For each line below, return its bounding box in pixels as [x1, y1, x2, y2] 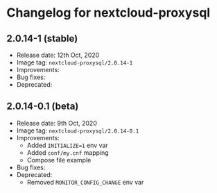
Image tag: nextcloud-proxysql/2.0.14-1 [16, 58, 133, 67]
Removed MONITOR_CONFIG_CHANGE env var [26, 178, 144, 186]
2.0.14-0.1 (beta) [6, 101, 79, 112]
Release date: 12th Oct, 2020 [16, 51, 100, 59]
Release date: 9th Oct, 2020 [16, 119, 98, 127]
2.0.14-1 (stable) [6, 33, 78, 44]
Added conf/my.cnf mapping [26, 148, 109, 157]
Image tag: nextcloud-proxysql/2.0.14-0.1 [16, 126, 139, 135]
